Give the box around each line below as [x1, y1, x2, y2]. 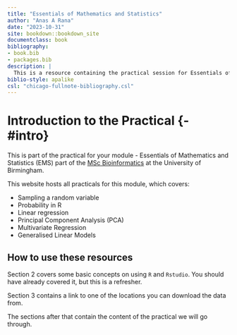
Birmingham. [7, 166, 44, 175]
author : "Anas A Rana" [7, 17, 74, 24]
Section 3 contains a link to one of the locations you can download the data [7, 291, 226, 300]
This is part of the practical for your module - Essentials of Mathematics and [7, 151, 229, 159]
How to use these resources [7, 251, 133, 263]
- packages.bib [7, 56, 52, 63]
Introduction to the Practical [7, 113, 175, 129]
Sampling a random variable [17, 193, 99, 202]
